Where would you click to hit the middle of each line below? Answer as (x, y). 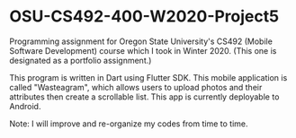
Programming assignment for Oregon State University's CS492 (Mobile (141, 41)
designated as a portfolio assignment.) (81, 60)
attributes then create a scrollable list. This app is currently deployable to (144, 97)
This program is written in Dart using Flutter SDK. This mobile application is (148, 77)
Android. (25, 106)
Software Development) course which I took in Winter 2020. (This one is (143, 50)
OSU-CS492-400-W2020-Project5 (144, 17)
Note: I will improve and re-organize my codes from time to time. (129, 124)
